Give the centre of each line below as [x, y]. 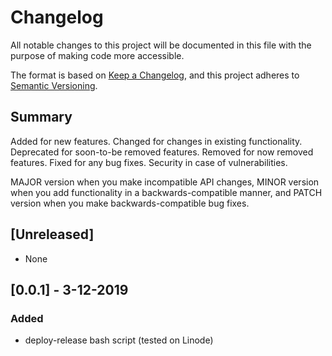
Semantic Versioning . [54, 85]
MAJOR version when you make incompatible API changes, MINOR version [165, 182]
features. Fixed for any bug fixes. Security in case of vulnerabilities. [149, 162]
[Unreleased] [52, 234]
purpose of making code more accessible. [97, 55]
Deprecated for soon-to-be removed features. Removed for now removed [162, 152]
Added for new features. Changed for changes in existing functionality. [156, 141]
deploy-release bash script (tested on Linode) [119, 340]
